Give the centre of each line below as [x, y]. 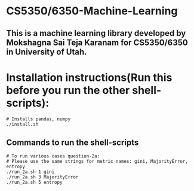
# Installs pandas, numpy [38, 119]
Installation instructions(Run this [89, 78]
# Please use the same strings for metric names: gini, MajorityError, [97, 162]
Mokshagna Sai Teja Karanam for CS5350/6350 [97, 42]
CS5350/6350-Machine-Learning [92, 11]
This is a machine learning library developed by [96, 33]
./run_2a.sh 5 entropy [34, 183]
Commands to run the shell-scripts [73, 142]
